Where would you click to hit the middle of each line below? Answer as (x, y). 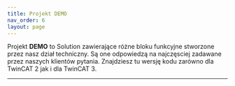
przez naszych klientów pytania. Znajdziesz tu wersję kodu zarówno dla (111, 62)
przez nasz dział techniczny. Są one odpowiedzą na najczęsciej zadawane (114, 54)
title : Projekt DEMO (37, 14)
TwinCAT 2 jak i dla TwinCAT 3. (52, 69)
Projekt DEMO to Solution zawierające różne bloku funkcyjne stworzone (111, 47)
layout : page (26, 27)
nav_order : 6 (26, 20)
